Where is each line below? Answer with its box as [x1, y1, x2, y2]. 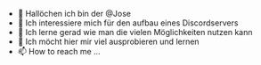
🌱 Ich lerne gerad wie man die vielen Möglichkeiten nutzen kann [17, 27, 253, 37]
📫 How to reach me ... [17, 47, 101, 56]
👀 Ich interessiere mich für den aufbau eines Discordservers [17, 18, 239, 28]
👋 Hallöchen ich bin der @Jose [17, 9, 132, 18]
